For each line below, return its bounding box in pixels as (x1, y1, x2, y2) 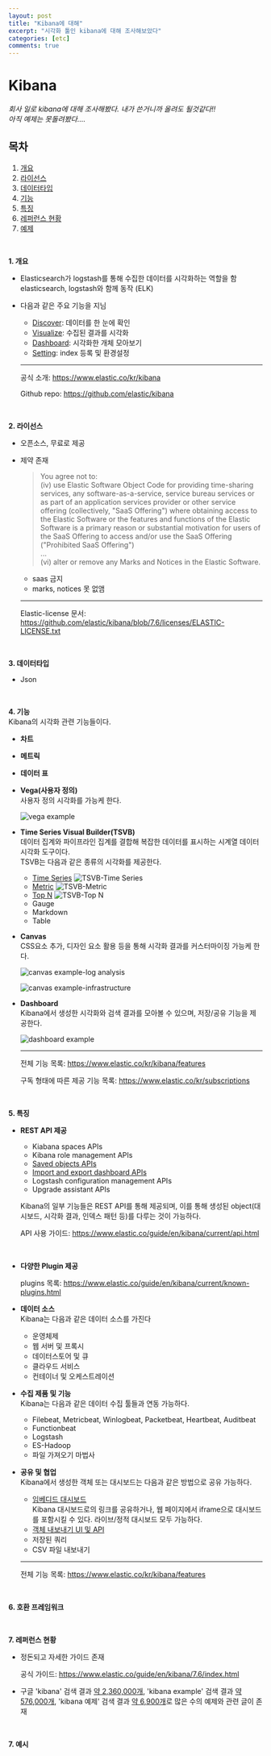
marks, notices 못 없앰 (31, 584, 105, 593)
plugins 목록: (19, 1278, 62, 1288)
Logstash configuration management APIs (31, 1176, 172, 1185)
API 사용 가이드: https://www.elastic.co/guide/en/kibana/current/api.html (19, 1228, 260, 1238)
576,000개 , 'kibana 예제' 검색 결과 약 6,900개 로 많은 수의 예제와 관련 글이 (19, 1696, 254, 1706)
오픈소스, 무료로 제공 (19, 438, 85, 447)
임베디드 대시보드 (31, 1494, 87, 1504)
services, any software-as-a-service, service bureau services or (40, 489, 255, 498)
